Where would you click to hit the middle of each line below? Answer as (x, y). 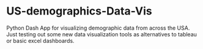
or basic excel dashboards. (40, 41)
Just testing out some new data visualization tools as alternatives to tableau (102, 34)
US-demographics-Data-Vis (79, 11)
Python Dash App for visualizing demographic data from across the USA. (98, 28)
